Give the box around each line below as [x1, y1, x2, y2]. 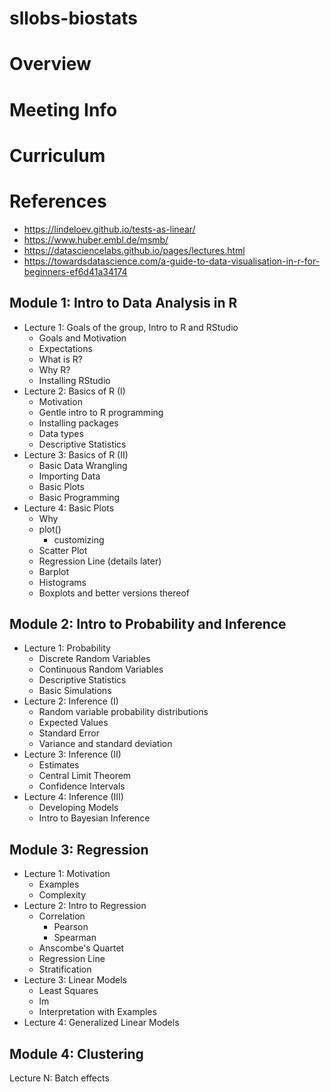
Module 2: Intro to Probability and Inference [9, 615, 287, 632]
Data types [38, 427, 84, 439]
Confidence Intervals [38, 780, 126, 792]
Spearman [53, 932, 97, 944]
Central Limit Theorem [38, 770, 132, 782]
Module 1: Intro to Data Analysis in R [9, 295, 238, 312]
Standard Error [38, 727, 100, 739]
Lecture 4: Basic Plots [23, 502, 115, 514]
